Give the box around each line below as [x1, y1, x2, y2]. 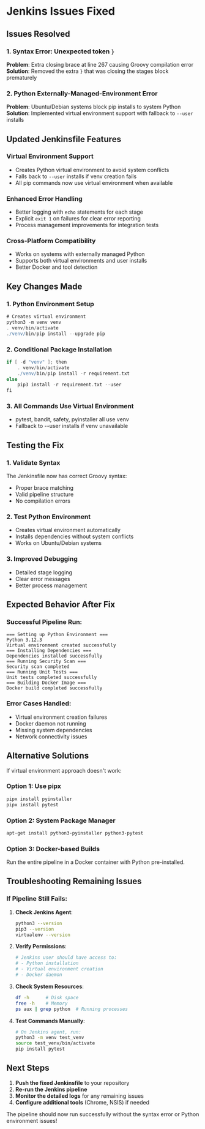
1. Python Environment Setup [6, 299, 95, 308]
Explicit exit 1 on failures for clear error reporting [15, 215, 141, 222]
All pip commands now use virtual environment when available [15, 179, 173, 186]
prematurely [6, 73, 37, 81]
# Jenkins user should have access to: [15, 955, 117, 961]
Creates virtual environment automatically [15, 527, 121, 534]
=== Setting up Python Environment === [6, 632, 108, 638]
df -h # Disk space [15, 994, 79, 1000]
